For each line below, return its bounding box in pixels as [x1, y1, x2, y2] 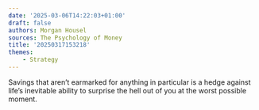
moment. [8, 94, 37, 104]
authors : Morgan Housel [8, 26, 87, 34]
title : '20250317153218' [8, 41, 91, 49]
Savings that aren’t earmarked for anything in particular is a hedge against [8, 77, 251, 87]
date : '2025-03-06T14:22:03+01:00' [8, 11, 126, 20]
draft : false [8, 19, 52, 27]
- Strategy [22, 56, 59, 64]
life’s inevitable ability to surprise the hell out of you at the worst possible [8, 85, 247, 95]
